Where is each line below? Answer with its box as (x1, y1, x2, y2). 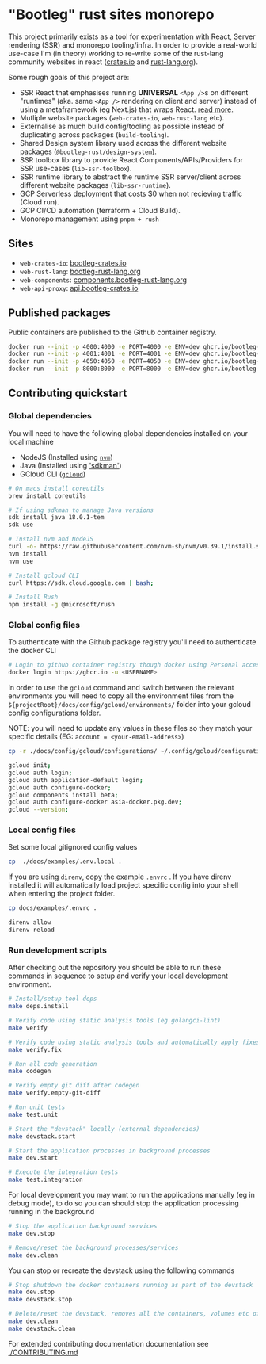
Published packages (8, 307, 111, 320)
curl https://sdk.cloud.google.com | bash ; (8, 579, 154, 587)
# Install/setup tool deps (8, 995, 97, 1003)
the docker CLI (8, 646, 57, 655)
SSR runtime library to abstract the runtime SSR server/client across (19, 172, 241, 181)
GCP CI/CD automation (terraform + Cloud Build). (19, 205, 180, 215)
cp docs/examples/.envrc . (8, 904, 97, 912)
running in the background (8, 1207, 95, 1217)
